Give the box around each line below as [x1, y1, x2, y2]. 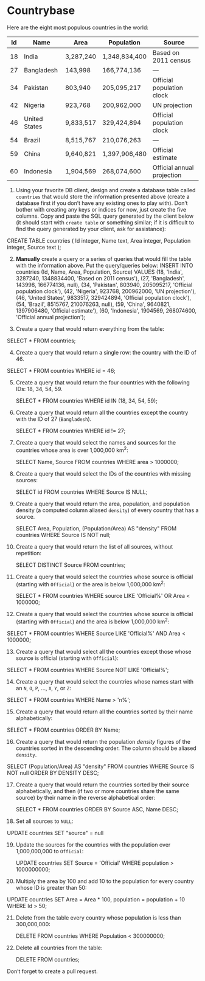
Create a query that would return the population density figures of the [15, 738, 191, 745]
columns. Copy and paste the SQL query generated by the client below [15, 212, 194, 220]
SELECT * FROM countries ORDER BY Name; [7, 726, 120, 733]
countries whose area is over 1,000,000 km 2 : [15, 445, 128, 454]
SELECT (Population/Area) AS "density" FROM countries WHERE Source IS [7, 763, 195, 770]
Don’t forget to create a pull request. [7, 968, 98, 975]
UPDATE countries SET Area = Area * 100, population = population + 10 [7, 895, 185, 903]
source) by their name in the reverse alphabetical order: [15, 794, 156, 801]
